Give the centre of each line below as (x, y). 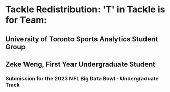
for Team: (26, 20)
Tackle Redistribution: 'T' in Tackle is (85, 9)
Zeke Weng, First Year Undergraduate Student (80, 64)
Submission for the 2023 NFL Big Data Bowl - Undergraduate (82, 78)
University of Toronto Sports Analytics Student (82, 39)
